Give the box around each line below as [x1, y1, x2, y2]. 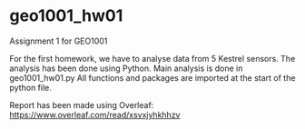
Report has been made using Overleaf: [9, 99, 154, 110]
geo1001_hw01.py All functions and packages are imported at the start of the [9, 72, 296, 83]
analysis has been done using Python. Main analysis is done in [9, 63, 243, 74]
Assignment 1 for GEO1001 [9, 35, 108, 46]
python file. [9, 82, 52, 93]
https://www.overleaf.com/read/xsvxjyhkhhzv [9, 109, 181, 120]
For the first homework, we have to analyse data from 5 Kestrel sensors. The [9, 53, 296, 64]
